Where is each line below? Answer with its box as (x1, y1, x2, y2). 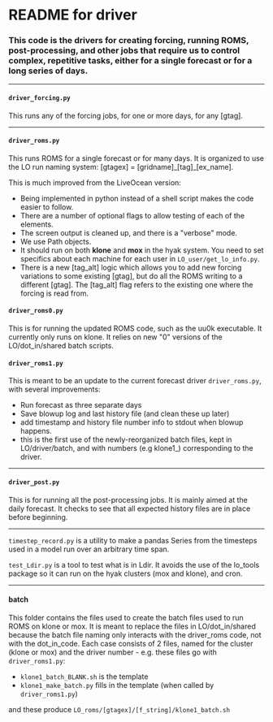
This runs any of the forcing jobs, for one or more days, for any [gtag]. (8, 110, 244, 120)
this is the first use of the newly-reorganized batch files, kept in (19, 434, 232, 444)
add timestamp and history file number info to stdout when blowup (19, 417, 244, 427)
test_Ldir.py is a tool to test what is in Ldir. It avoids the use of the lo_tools (8, 560, 260, 569)
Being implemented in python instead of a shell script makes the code (19, 193, 254, 203)
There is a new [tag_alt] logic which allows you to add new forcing (19, 262, 242, 272)
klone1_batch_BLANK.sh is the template (19, 672, 149, 681)
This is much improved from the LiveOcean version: (8, 177, 181, 188)
